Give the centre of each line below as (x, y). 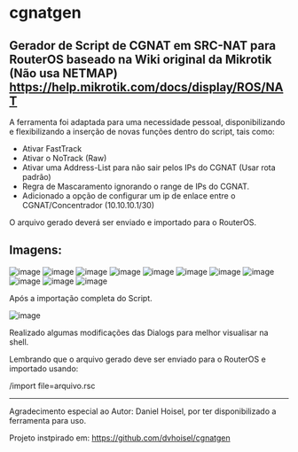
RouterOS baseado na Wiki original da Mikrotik (141, 59)
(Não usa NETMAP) (63, 73)
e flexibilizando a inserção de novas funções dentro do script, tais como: (142, 132)
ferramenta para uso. (48, 420)
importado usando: (44, 368)
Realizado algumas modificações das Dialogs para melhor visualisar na (139, 332)
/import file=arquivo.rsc (52, 386)
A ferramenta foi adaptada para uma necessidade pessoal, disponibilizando (147, 122)
